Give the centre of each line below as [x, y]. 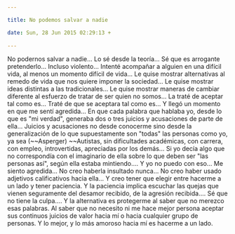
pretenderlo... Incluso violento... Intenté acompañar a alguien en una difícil [115, 67]
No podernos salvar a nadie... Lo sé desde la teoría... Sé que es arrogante [114, 59]
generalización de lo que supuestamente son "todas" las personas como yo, [117, 134]
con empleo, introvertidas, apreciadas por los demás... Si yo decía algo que [116, 149]
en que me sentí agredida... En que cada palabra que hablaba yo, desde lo [115, 111]
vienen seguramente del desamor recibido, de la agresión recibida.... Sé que [117, 193]
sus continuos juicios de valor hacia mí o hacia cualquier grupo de [103, 216]
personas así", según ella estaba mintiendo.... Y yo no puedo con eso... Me [115, 164]
